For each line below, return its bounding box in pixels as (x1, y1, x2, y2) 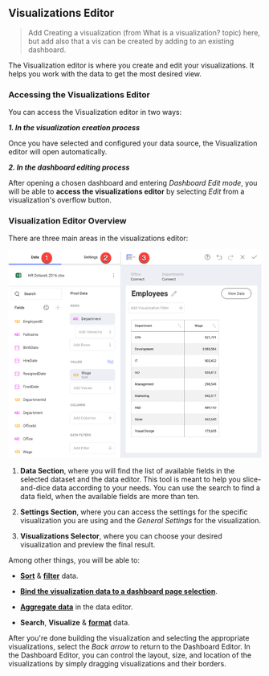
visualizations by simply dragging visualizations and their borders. (8, 659, 226, 669)
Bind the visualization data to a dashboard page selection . (19, 587, 218, 596)
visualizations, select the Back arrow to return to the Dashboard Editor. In (8, 642, 251, 652)
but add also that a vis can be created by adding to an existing (27, 36, 234, 46)
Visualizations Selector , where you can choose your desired (19, 531, 222, 541)
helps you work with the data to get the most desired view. (8, 68, 202, 79)
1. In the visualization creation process (8, 123, 141, 133)
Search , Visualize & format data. (19, 618, 131, 628)
